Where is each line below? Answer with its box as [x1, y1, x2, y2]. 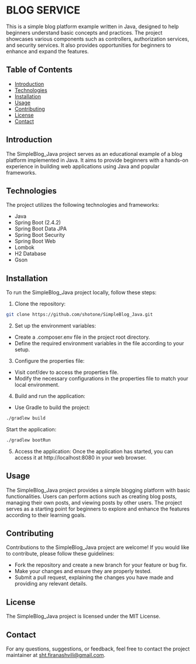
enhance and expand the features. [6, 47, 89, 55]
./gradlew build [6, 416, 46, 421]
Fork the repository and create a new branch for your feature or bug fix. [14, 561, 187, 568]
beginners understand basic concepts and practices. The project [6, 29, 163, 36]
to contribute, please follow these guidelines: [6, 550, 115, 557]
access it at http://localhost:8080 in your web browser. [14, 454, 147, 461]
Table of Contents [6, 65, 73, 75]
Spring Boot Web [14, 238, 56, 245]
